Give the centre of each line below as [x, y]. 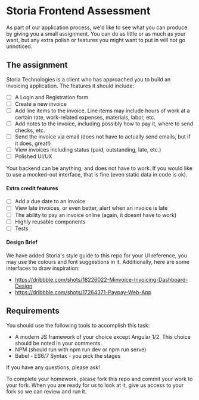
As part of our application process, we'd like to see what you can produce [97, 27]
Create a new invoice [41, 104]
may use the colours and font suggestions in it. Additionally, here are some [98, 262]
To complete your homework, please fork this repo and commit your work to [99, 379]
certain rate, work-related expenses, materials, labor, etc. [85, 117]
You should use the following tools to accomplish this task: [78, 325]
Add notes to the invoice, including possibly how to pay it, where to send [104, 124]
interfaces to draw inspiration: [43, 268]
